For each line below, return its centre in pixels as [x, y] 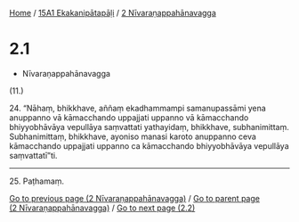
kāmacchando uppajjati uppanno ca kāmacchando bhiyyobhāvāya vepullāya [149, 145]
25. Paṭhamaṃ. [37, 181]
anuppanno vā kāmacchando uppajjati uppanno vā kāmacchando [129, 117]
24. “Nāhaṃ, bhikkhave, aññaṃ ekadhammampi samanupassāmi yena [138, 108]
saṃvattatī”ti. [33, 155]
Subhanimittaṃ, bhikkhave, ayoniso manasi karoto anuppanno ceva [133, 136]
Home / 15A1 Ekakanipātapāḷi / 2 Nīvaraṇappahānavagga [113, 13]
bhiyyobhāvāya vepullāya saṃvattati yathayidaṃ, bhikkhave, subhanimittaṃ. [149, 127]
